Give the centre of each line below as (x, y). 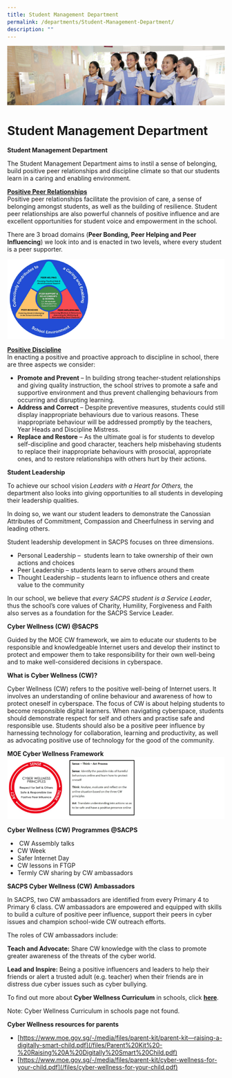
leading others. (29, 529)
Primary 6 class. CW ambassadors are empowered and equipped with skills (115, 907)
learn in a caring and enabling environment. (69, 178)
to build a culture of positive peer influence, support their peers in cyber (110, 914)
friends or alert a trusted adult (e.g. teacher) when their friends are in (105, 977)
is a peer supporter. (35, 249)
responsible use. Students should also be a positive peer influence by (106, 726)
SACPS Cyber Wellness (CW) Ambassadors (71, 886)
